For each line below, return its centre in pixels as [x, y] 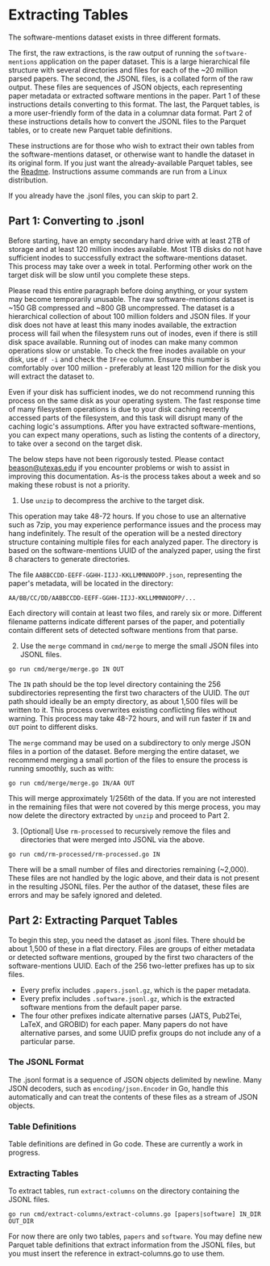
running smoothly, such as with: [61, 768]
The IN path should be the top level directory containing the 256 [115, 684]
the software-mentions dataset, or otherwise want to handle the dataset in [132, 154]
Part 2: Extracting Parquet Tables [93, 921]
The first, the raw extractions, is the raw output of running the [111, 52]
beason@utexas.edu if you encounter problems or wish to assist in [119, 467]
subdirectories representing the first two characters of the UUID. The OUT [129, 693]
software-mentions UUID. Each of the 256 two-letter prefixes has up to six [132, 966]
